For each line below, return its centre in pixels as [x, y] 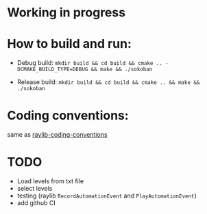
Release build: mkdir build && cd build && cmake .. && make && [108, 82]
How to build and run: [70, 44]
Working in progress [66, 13]
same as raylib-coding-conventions [57, 135]
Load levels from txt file [50, 181]
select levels [35, 188]
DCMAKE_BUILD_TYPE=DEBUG [52, 70]
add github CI [36, 203]
